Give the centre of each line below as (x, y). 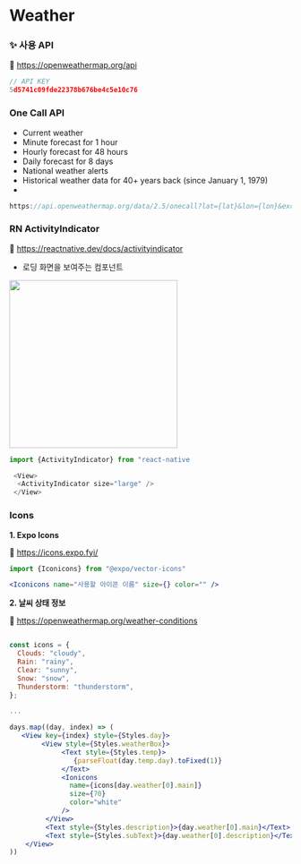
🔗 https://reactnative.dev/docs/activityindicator (96, 248)
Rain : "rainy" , (46, 662)
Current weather (52, 133)
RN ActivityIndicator (55, 229)
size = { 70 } (87, 794)
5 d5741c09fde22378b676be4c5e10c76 (74, 90)
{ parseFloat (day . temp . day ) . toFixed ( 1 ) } (147, 761)
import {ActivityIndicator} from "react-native (100, 459)
